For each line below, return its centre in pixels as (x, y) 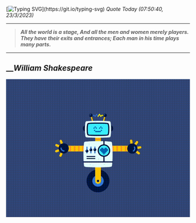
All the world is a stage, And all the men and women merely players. (104, 32)
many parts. (36, 44)
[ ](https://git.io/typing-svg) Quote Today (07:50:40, (85, 9)
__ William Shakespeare (50, 68)
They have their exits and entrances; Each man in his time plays (100, 38)
